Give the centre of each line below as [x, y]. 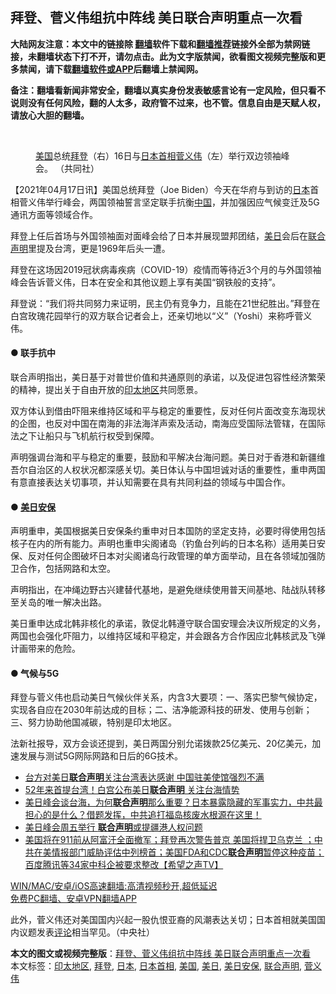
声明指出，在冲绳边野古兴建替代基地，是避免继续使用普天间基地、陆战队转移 [168, 590]
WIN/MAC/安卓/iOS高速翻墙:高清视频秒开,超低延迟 [114, 886]
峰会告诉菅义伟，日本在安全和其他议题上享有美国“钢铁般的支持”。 [146, 282]
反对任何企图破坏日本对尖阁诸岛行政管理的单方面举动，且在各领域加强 [172, 556]
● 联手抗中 [33, 353]
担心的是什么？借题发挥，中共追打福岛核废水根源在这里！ [143, 815]
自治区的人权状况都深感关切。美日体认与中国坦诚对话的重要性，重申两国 [176, 470]
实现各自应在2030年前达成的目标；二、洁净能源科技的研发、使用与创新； [161, 710]
